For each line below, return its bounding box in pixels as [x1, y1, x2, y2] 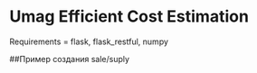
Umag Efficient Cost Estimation [9, 6, 249, 27]
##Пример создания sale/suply [9, 53, 129, 64]
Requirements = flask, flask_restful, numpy [9, 36, 169, 47]
